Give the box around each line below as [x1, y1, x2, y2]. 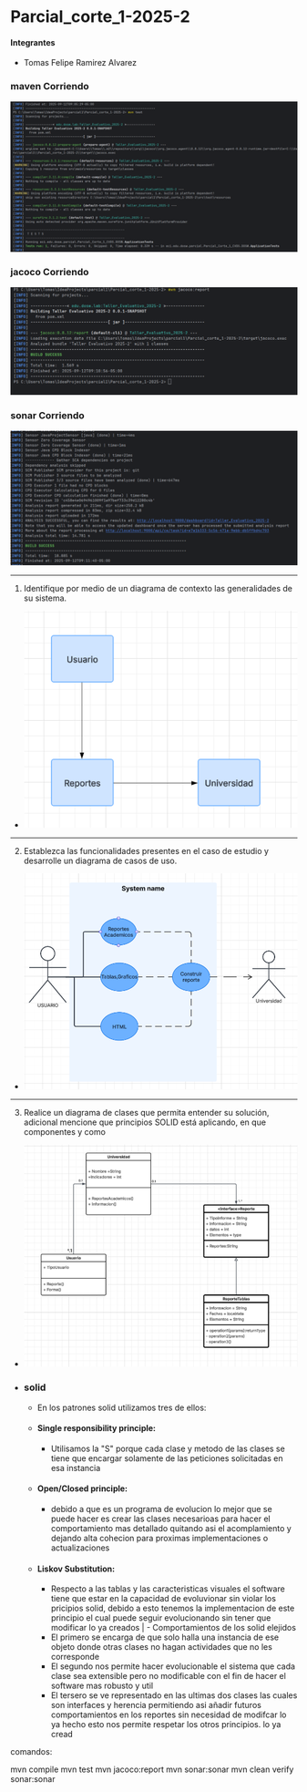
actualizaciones [50, 1542, 110, 1553]
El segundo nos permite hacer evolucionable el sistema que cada [50, 1661, 295, 1672]
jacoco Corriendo [10, 266, 89, 279]
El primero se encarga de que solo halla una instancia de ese [50, 1632, 280, 1643]
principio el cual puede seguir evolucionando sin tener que [50, 1612, 271, 1623]
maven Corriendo [10, 80, 89, 93]
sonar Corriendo [10, 409, 85, 422]
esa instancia [50, 1462, 101, 1473]
